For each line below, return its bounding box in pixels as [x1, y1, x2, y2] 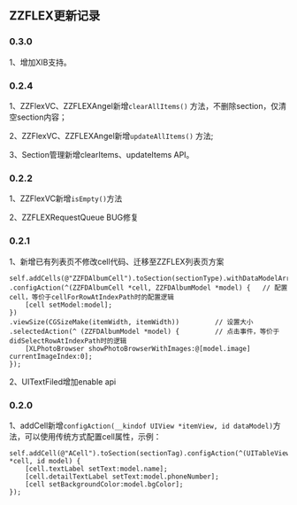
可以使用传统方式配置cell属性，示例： [24, 431, 162, 441]
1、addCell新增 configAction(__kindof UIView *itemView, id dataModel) [9, 420, 274, 431]
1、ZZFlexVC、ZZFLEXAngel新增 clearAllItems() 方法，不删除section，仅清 [9, 100, 287, 111]
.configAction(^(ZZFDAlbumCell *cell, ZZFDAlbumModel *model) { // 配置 [9, 283, 288, 292]
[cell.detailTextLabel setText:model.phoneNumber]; [25, 472, 219, 481]
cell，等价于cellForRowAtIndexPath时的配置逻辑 [9, 292, 174, 301]
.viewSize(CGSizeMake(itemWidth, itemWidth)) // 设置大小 [9, 317, 254, 326]
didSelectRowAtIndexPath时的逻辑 [9, 336, 127, 346]
